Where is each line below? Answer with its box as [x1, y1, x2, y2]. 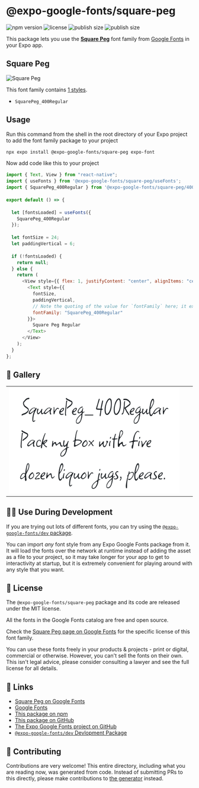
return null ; [17, 259, 49, 265]
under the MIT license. [6, 605, 61, 612]
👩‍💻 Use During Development [6, 507, 113, 517]
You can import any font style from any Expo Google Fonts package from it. [6, 541, 191, 548]
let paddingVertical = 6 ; [11, 241, 76, 247]
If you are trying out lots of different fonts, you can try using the [6, 523, 162, 530]
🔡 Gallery [6, 370, 41, 380]
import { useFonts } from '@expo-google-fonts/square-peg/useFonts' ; [6, 178, 182, 185]
